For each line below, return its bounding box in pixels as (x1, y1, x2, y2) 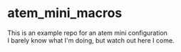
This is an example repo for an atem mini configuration (7, 28, 167, 37)
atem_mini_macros (7, 5, 123, 21)
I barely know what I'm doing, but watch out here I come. (7, 36, 175, 44)
